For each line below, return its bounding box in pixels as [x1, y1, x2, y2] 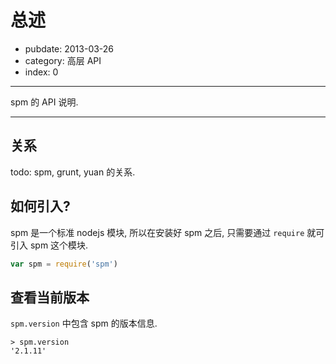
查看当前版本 [10, 289, 90, 306]
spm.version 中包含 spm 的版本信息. [10, 317, 158, 330]
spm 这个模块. [29, 239, 89, 251]
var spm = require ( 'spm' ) [10, 259, 118, 269]
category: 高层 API [24, 54, 102, 66]
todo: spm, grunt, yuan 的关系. [10, 166, 136, 178]
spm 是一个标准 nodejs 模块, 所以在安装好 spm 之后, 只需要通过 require [10, 226, 305, 238]
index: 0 [24, 66, 59, 78]
